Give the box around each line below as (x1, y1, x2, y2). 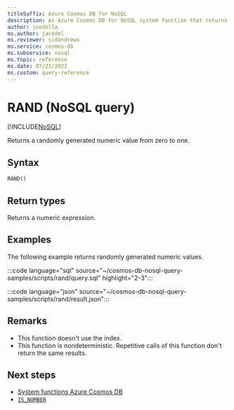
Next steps (7, 369, 56, 380)
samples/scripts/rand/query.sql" (7, 274, 101, 282)
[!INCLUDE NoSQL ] (7, 122, 62, 131)
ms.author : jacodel (7, 30, 65, 37)
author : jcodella (7, 23, 58, 30)
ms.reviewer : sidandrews (7, 37, 80, 44)
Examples (7, 233, 51, 246)
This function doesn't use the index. (17, 333, 122, 342)
